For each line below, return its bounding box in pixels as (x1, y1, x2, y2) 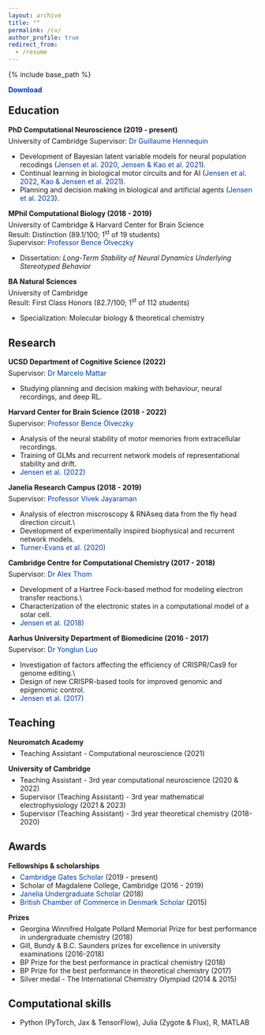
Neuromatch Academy (8, 737, 84, 746)
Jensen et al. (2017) (19, 693, 84, 702)
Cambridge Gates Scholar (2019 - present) (19, 872, 159, 881)
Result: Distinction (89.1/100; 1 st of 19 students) (8, 228, 160, 239)
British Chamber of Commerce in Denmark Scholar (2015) (19, 897, 207, 907)
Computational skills (8, 996, 112, 1010)
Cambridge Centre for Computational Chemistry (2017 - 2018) (8, 557, 215, 568)
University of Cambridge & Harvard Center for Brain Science (8, 220, 204, 229)
